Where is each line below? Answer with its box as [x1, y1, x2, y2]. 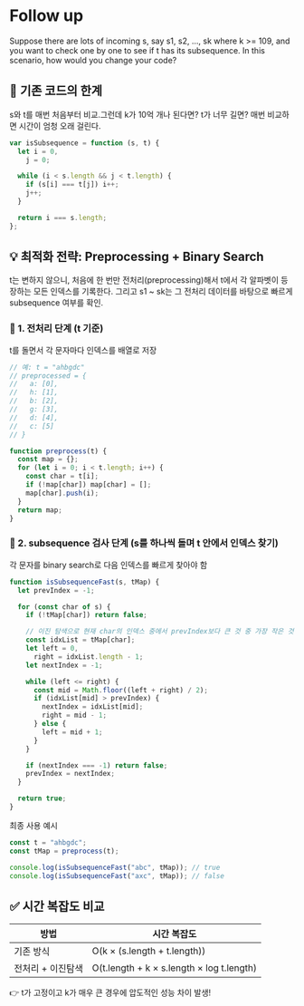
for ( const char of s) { [17, 602, 111, 612]
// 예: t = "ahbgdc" [9, 363, 85, 372]
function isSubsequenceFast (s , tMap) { [9, 577, 160, 586]
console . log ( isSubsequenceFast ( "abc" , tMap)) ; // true [9, 863, 221, 872]
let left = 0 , [25, 644, 79, 653]
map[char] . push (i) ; [25, 488, 100, 498]
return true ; [17, 794, 67, 803]
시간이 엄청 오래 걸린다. [18, 120, 101, 131]
